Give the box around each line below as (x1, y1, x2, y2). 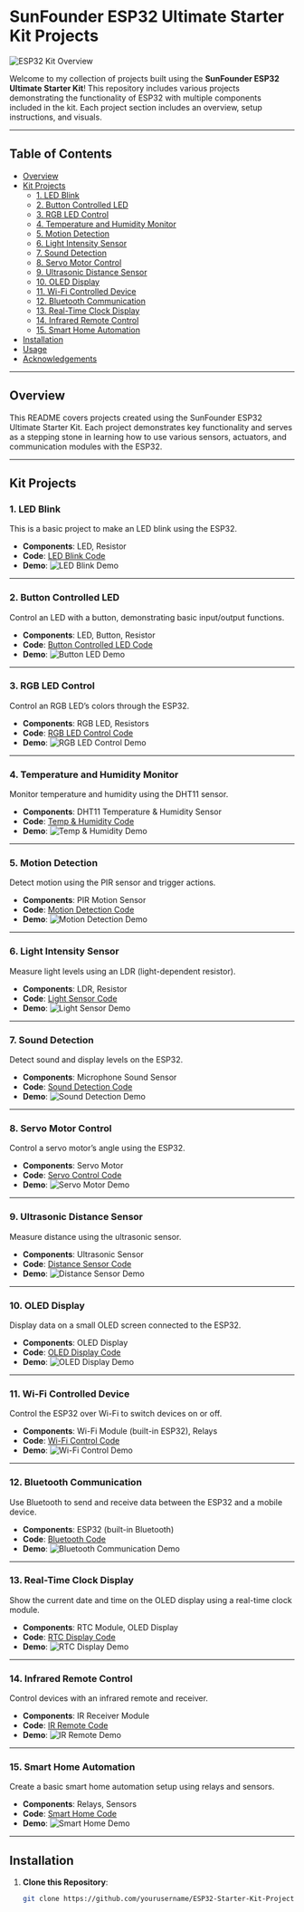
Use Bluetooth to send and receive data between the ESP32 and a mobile (9, 1496, 283, 1507)
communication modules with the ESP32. (9, 441, 163, 452)
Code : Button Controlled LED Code (22, 639, 154, 649)
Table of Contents (9, 147, 113, 162)
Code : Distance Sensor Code (22, 1258, 132, 1269)
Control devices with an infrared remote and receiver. (9, 1693, 208, 1704)
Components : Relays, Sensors (22, 1799, 138, 1810)
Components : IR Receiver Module (22, 1710, 150, 1722)
